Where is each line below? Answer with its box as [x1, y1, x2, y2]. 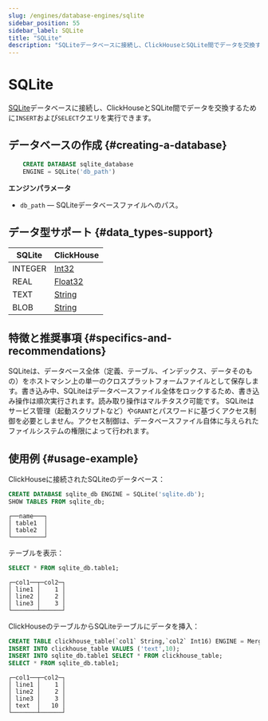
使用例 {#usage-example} [8, 451, 139, 465]
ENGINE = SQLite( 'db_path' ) [22, 167, 116, 175]
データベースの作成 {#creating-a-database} [8, 139, 227, 152]
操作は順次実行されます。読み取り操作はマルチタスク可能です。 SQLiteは [14, 396, 254, 406]
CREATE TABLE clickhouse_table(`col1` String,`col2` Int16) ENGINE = [8, 637, 245, 645]
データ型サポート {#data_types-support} [8, 226, 214, 239]
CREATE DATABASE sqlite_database [22, 160, 134, 168]
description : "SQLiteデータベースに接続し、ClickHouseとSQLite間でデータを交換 [8, 41, 255, 49]
